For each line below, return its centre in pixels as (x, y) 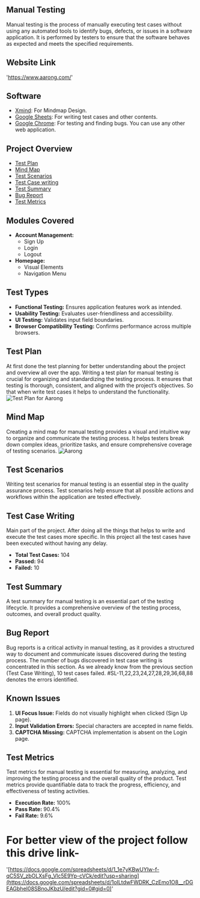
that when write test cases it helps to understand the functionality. (88, 392)
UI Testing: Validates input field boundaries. (69, 319)
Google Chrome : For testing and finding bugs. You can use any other (100, 124)
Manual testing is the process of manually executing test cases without (94, 24)
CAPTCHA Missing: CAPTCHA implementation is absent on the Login (101, 732)
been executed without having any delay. (57, 543)
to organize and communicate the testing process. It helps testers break (95, 438)
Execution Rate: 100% (43, 803)
